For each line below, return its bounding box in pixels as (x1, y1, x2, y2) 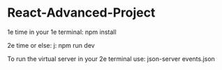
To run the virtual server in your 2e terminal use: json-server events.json (7, 54, 215, 63)
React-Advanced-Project (7, 5, 156, 21)
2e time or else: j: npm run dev (7, 41, 96, 49)
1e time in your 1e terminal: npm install (7, 28, 117, 36)
